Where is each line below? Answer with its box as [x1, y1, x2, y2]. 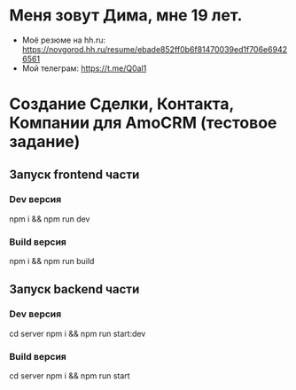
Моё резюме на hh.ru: [21, 35, 106, 45]
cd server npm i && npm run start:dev [9, 328, 146, 339]
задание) [9, 132, 81, 152]
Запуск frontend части [9, 167, 140, 182]
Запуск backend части [9, 281, 140, 297]
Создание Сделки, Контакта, [9, 94, 235, 114]
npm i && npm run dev [9, 214, 90, 224]
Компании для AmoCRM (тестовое [9, 113, 277, 133]
